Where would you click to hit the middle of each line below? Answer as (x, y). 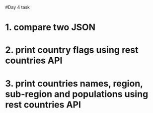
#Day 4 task (17, 7)
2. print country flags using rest (72, 50)
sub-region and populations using (77, 94)
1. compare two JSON (50, 27)
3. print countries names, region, (74, 83)
